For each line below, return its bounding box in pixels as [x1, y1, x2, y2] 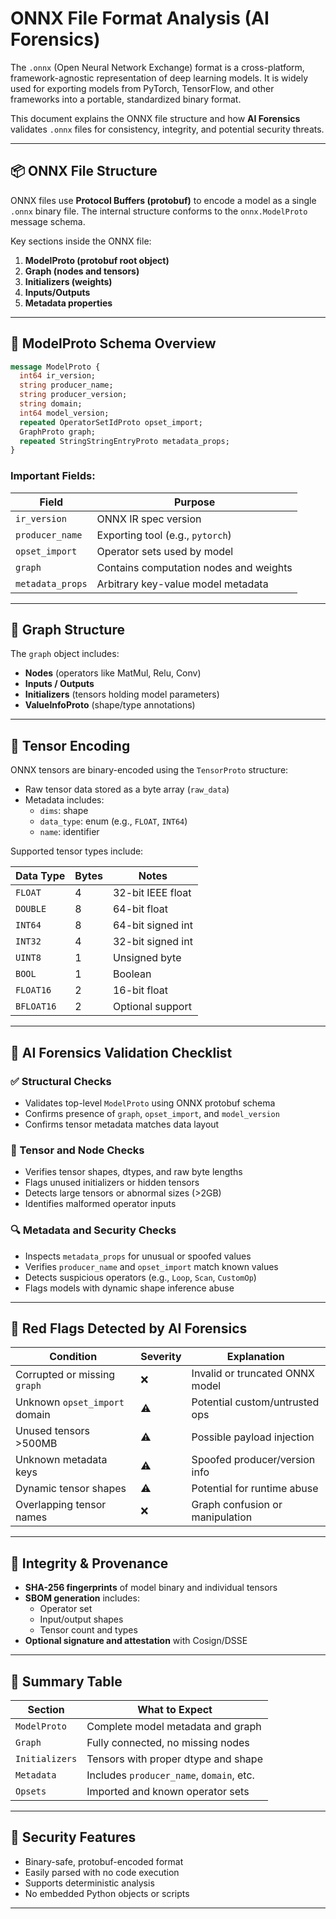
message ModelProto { [10, 362, 101, 372]
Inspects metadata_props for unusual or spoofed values [24, 1250, 252, 1262]
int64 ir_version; [19, 371, 97, 381]
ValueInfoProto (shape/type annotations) [24, 699, 196, 711]
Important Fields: [10, 469, 96, 483]
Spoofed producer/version [191, 1453, 316, 1467]
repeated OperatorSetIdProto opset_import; [19, 417, 203, 427]
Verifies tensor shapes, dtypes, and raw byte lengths [24, 1166, 243, 1178]
